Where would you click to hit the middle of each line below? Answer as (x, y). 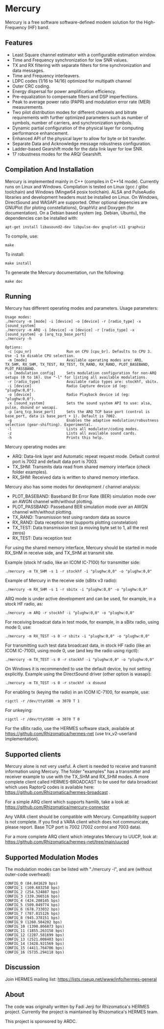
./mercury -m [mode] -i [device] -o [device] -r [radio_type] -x (73, 322)
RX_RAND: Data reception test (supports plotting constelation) (75, 522)
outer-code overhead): (28, 874)
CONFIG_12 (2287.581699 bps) (35, 935)
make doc (14, 281)
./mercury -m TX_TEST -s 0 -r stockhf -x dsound (56, 683)
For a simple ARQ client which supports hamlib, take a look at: (67, 802)
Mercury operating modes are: (36, 447)
